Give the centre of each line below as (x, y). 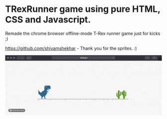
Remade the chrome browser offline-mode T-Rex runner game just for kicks (83, 33)
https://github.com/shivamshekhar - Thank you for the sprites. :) (71, 48)
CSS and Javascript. (48, 20)
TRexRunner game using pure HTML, (83, 9)
